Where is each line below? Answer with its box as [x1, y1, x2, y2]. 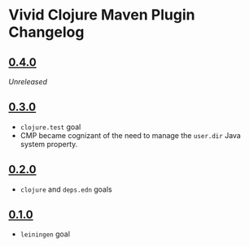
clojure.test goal [20, 122, 81, 132]
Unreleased [8, 77, 47, 86]
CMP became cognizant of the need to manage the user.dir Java [20, 130, 242, 140]
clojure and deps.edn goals [20, 184, 112, 194]
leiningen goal [20, 229, 71, 239]
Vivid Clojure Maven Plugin [8, 6, 195, 24]
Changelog [8, 23, 85, 41]
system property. [20, 139, 78, 149]
